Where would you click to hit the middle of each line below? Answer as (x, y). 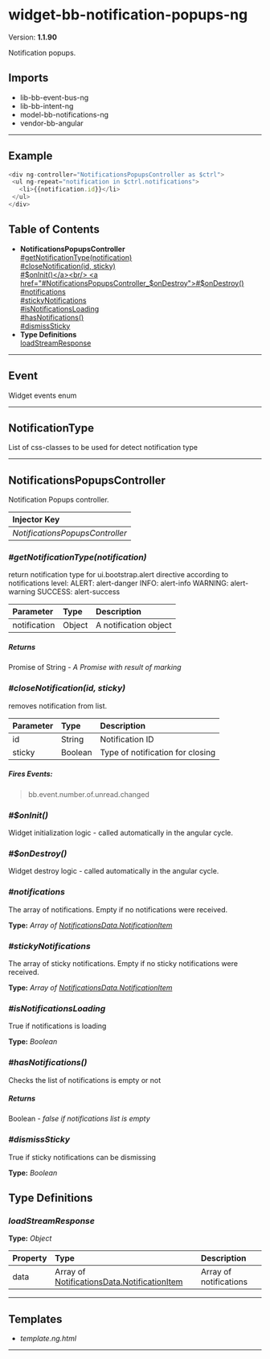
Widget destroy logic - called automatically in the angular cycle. (114, 871)
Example (31, 156)
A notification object (134, 626)
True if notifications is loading (57, 1026)
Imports (29, 78)
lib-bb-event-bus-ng (54, 97)
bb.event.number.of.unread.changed (89, 794)
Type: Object (30, 1238)
